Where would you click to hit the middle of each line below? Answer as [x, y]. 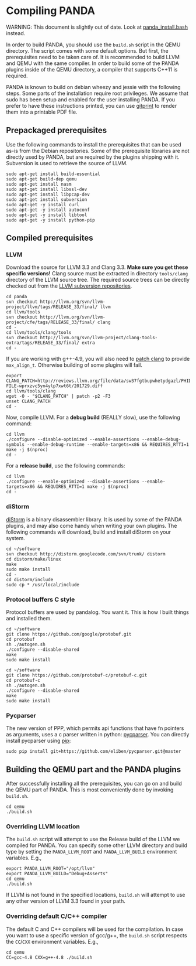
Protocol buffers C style [41, 599]
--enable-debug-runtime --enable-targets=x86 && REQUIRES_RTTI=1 [108, 445]
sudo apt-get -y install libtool [47, 215]
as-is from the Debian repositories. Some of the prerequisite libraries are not [98, 151]
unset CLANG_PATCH [28, 402]
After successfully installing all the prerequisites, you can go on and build [94, 784]
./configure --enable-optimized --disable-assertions [73, 482]
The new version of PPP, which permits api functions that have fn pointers [95, 728]
